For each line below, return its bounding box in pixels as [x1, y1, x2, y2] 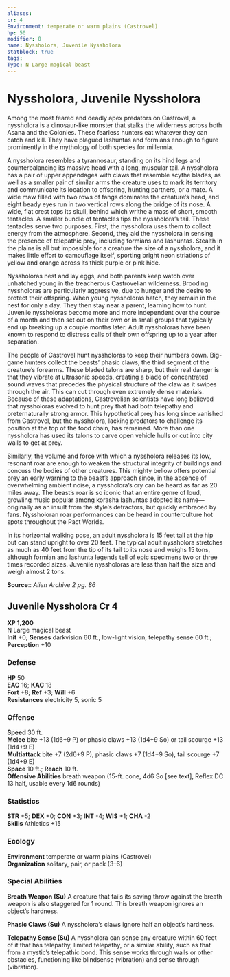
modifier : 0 [7, 36, 41, 43]
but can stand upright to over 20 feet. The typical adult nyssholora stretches [7, 538, 223, 547]
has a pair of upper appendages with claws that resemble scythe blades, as [7, 171, 221, 179]
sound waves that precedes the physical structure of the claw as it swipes [7, 380, 217, 388]
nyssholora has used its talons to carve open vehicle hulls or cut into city [7, 431, 213, 439]
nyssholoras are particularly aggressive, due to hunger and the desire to [7, 286, 211, 294]
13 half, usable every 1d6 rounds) [7, 779, 101, 787]
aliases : [7, 10, 32, 17]
